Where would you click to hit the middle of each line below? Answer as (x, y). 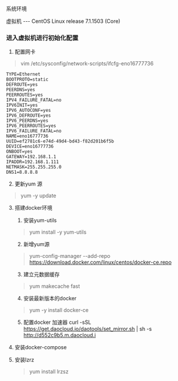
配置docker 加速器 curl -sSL (57, 322)
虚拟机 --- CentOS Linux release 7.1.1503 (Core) (63, 21)
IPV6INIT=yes (22, 105)
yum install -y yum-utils (58, 232)
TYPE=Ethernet (23, 74)
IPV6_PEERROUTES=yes (31, 126)
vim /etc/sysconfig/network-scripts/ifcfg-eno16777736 (87, 64)
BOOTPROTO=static (27, 79)
